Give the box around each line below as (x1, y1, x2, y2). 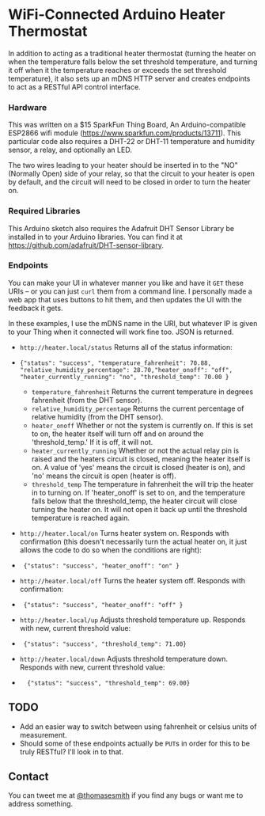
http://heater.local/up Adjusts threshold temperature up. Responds (19, 615, 246, 624)
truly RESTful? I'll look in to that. (19, 746, 124, 757)
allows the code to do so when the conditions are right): (19, 545, 202, 555)
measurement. (19, 730, 67, 739)
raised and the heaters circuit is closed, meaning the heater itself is (31, 454, 251, 464)
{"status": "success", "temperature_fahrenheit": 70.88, (19, 359, 212, 367)
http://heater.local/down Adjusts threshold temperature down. (19, 654, 228, 663)
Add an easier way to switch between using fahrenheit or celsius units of (19, 722, 257, 731)
